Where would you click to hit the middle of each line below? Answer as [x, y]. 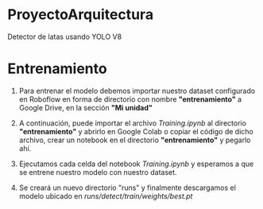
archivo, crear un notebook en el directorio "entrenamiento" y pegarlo [135, 140]
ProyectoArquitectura [81, 15]
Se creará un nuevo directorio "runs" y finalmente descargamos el [127, 188]
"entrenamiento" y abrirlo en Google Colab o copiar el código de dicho [136, 131]
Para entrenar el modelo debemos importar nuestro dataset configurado [137, 91]
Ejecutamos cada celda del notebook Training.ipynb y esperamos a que [136, 164]
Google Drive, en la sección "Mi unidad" [85, 107]
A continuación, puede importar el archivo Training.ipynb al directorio [133, 123]
